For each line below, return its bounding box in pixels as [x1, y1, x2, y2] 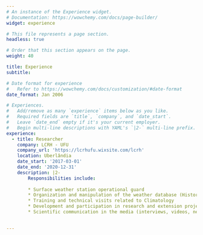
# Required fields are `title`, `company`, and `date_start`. [6, 114, 172, 120]
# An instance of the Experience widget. [6, 8, 112, 15]
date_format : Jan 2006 [6, 92, 63, 98]
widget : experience [6, 20, 56, 26]
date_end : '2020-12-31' [17, 164, 77, 170]
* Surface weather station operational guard [28, 186, 145, 193]
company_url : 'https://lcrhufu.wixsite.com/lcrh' [17, 147, 145, 154]
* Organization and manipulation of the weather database [28, 192, 177, 198]
